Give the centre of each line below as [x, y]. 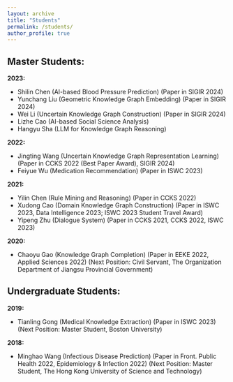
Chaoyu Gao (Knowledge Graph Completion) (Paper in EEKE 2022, [113, 255]
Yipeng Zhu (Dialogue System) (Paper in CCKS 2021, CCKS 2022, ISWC [120, 220]
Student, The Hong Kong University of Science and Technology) [110, 371]
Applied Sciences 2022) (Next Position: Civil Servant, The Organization [119, 262]
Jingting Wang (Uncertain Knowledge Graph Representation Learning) [118, 156]
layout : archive [31, 14]
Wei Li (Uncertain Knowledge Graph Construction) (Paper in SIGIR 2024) [121, 114]
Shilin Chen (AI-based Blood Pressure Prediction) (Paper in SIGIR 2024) [120, 92]
